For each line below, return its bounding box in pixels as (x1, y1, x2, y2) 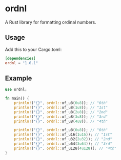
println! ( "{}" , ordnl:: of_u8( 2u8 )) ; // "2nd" (14, 109, 108, 114)
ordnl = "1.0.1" (5, 60, 38, 65)
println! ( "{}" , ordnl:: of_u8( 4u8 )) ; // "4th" (14, 119, 108, 124)
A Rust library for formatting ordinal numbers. (5, 19, 97, 25)
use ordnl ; (5, 87, 27, 92)
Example (5, 74, 32, 82)
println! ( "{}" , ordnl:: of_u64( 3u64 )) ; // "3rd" (14, 141, 112, 146)
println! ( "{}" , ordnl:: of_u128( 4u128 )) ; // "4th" (14, 146, 117, 151)
